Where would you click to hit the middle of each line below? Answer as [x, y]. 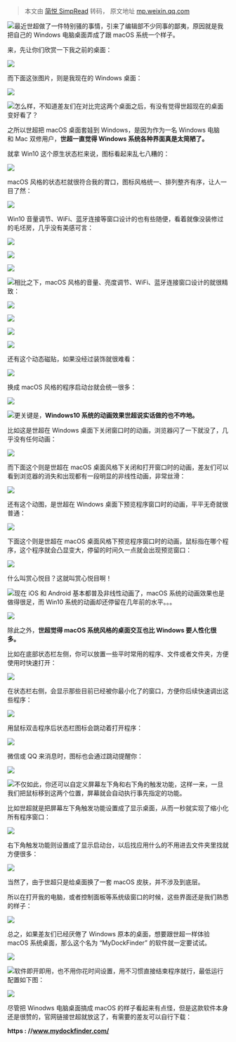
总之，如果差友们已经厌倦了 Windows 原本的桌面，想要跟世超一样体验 [109, 934]
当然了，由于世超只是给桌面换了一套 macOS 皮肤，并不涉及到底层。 [106, 882]
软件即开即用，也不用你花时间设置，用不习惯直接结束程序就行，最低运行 [119, 971]
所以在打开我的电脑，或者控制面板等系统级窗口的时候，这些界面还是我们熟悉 [118, 897]
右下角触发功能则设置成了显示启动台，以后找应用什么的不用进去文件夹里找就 [118, 845]
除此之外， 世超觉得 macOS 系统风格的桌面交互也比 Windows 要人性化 [109, 630]
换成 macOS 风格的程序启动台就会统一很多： [72, 387]
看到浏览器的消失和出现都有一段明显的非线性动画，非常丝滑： [97, 476]
